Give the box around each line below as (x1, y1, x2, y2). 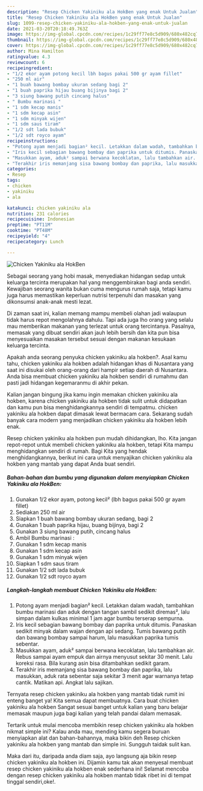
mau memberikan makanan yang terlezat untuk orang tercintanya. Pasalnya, (7, 322, 196, 330)
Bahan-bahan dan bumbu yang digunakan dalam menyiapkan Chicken (7, 474, 189, 481)
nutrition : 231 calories (7, 211, 69, 217)
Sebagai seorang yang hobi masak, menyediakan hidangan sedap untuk (7, 272, 186, 280)
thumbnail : (7, 37, 34, 43)
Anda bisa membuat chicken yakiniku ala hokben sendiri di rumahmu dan (7, 373, 189, 380)
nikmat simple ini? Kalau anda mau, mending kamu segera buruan (7, 728, 170, 735)
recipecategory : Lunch (7, 239, 64, 245)
